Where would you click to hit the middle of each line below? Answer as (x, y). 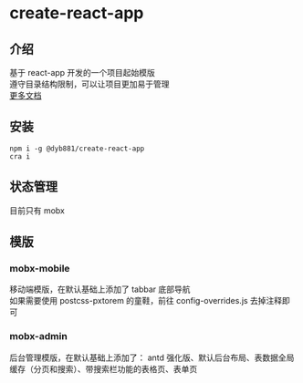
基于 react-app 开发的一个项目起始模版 (82, 72)
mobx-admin (39, 336)
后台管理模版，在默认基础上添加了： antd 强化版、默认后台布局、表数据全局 (152, 357)
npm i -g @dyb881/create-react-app (77, 149)
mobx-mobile (40, 268)
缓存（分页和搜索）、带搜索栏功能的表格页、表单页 (104, 368)
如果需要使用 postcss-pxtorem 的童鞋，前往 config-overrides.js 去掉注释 (146, 301)
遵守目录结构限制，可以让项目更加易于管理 (89, 84)
